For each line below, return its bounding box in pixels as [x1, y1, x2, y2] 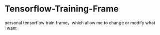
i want [4, 25, 17, 31]
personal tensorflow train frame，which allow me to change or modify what [4, 20, 156, 25]
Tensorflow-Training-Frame [4, 3, 119, 14]
